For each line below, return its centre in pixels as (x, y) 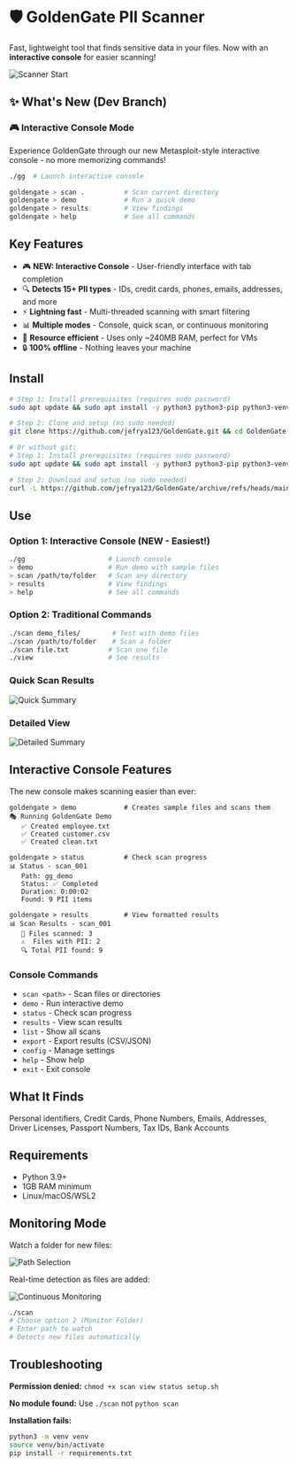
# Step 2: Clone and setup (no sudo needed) (92, 423)
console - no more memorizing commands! (88, 159)
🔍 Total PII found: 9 (62, 950)
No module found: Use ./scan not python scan (94, 1403)
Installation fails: (41, 1420)
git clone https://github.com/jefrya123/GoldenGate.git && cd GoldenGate (148, 432)
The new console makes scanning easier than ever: (103, 791)
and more (39, 301)
